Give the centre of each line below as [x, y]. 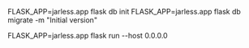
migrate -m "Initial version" [53, 20]
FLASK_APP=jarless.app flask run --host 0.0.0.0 [88, 36]
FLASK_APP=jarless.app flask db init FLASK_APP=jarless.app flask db [124, 12]
